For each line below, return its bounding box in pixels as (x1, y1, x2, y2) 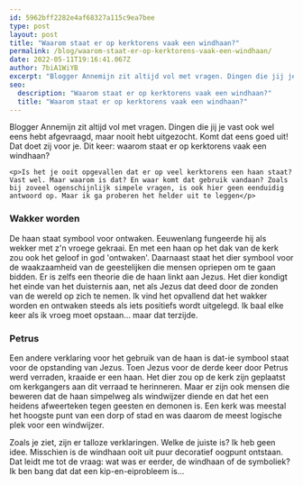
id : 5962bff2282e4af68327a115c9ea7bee (9, 13, 155, 23)
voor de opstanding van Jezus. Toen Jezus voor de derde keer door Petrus (9, 361, 289, 372)
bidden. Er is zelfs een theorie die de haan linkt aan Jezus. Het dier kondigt (9, 271, 289, 282)
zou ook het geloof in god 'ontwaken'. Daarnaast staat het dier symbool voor (9, 252, 294, 262)
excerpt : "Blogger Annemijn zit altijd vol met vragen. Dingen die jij (9, 72, 284, 81)
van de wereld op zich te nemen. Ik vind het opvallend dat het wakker (9, 290, 268, 301)
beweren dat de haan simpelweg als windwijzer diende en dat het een (9, 390, 269, 401)
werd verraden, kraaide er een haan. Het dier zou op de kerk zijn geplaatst (9, 371, 286, 382)
